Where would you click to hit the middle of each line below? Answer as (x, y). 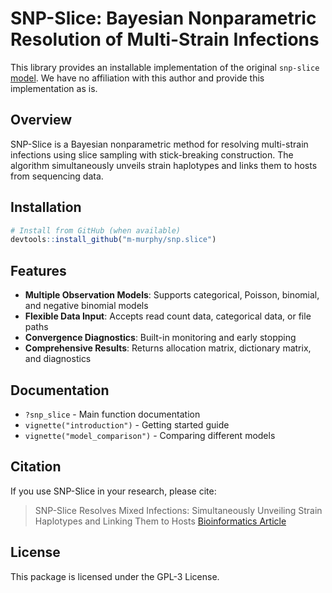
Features (38, 270)
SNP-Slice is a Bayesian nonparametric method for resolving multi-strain (159, 144)
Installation (46, 207)
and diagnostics (58, 359)
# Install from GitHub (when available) (96, 230)
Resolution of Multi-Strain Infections (165, 39)
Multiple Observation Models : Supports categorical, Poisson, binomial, (172, 295)
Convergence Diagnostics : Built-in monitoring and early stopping (160, 338)
